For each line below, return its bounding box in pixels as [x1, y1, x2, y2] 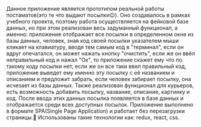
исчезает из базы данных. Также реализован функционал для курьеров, [6, 82, 194, 89]
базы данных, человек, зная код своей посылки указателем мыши [6, 37, 179, 44]
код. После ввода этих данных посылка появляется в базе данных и [6, 94, 184, 102]
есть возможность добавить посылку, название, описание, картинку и [6, 88, 190, 95]
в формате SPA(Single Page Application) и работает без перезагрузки [6, 108, 185, 114]
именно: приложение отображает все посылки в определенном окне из [6, 31, 194, 38]
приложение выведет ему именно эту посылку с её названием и [6, 69, 175, 76]
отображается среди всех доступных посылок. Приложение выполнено [6, 101, 194, 108]
